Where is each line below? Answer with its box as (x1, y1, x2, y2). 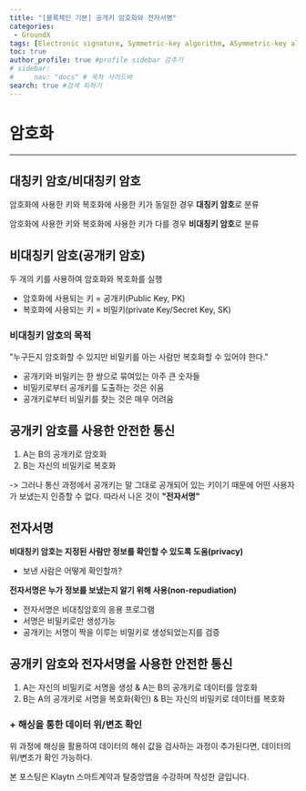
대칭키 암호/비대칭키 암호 (9, 173, 141, 188)
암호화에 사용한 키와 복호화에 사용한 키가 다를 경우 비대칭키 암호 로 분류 (9, 218, 260, 229)
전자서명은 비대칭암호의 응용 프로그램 (22, 604, 155, 615)
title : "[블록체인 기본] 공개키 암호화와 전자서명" (9, 13, 178, 23)
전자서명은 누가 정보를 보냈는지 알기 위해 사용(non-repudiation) (9, 584, 237, 596)
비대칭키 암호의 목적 (9, 330, 92, 342)
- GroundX (13, 30, 51, 39)
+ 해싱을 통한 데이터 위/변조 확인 (9, 718, 143, 731)
